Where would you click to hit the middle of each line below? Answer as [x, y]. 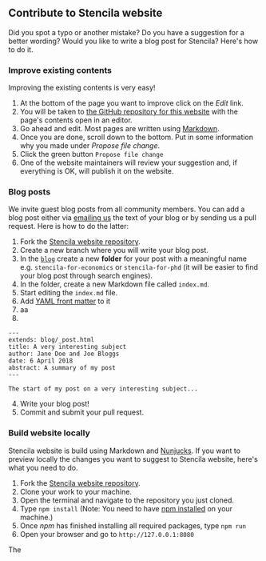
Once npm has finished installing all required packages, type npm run [133, 525]
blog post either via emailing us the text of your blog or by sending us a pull [133, 218]
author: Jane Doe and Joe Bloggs [64, 354]
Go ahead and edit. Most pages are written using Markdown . [119, 129]
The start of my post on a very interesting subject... [103, 389]
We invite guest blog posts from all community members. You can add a [127, 209]
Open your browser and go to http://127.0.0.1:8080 [107, 534]
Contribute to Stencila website [85, 13]
